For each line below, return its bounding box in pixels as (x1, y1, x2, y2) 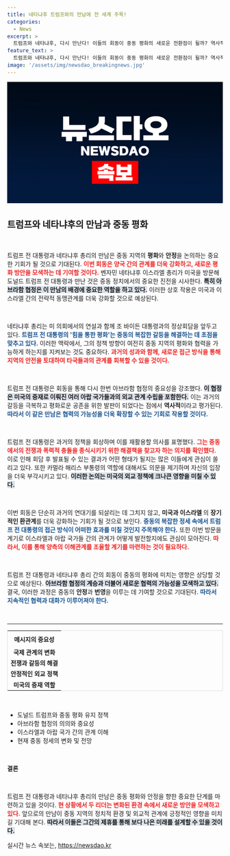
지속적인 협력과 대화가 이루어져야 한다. (7, 597, 109, 605)
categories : (7, 18, 41, 25)
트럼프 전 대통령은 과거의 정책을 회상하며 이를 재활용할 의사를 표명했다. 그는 (7, 438, 208, 446)
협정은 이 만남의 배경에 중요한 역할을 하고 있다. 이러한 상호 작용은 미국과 (25, 285, 215, 294)
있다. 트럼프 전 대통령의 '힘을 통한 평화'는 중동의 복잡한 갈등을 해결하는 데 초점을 (7, 331, 218, 339)
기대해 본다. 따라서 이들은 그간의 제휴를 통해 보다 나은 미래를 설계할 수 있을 (14, 818, 211, 827)
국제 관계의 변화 (13, 648, 56, 656)
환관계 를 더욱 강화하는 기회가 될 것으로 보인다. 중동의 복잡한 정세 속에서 (19, 517, 209, 525)
